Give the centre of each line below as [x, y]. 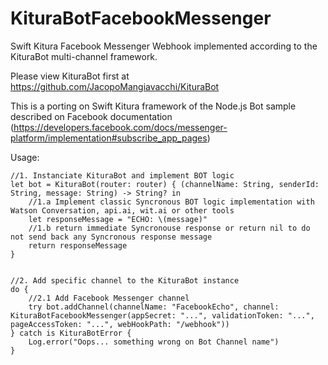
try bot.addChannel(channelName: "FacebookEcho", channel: [154, 307]
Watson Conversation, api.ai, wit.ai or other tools [122, 210]
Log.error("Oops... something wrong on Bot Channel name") [154, 342]
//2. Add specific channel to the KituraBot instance [125, 280]
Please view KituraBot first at [70, 76]
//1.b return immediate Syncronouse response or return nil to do [169, 228]
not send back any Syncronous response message [111, 237]
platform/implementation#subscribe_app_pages [109, 138]
